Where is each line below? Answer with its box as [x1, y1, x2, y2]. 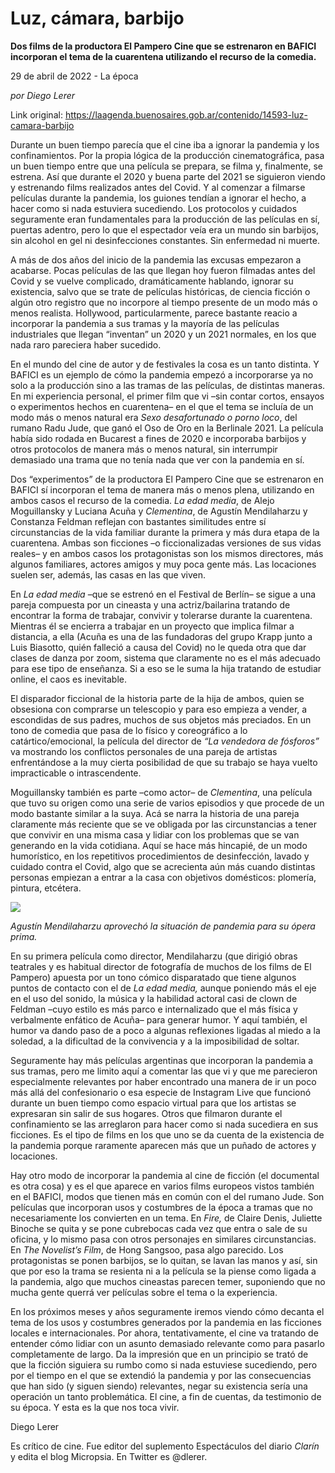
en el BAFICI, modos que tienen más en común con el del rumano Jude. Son [10, 1190, 325, 1202]
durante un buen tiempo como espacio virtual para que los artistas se [10, 1097, 297, 1109]
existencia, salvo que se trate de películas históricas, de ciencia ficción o [10, 285, 311, 297]
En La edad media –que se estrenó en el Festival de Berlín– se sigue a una [10, 588, 317, 600]
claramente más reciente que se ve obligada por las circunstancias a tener [10, 818, 317, 830]
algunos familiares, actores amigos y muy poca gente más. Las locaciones [10, 558, 317, 570]
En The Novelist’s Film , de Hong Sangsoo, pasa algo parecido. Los [10, 1243, 284, 1256]
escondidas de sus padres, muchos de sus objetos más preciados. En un [10, 713, 312, 726]
